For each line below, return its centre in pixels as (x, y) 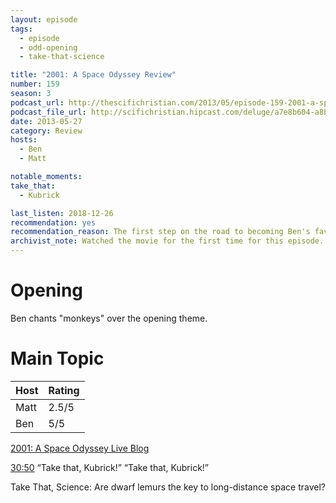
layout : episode (44, 19)
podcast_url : (37, 102)
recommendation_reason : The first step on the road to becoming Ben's (160, 232)
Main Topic (57, 358)
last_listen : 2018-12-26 (62, 213)
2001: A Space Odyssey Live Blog (80, 448)
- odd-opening (48, 47)
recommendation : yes (53, 222)
